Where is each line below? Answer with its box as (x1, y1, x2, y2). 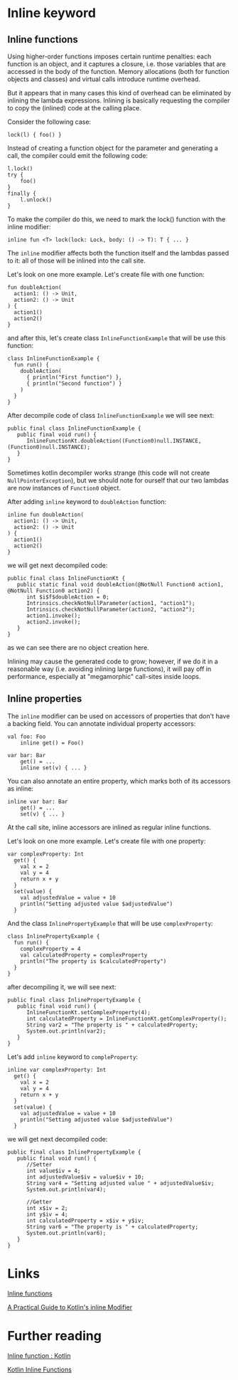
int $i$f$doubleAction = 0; (26, 594, 110, 601)
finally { (7, 190, 37, 197)
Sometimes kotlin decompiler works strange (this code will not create (7, 468, 210, 477)
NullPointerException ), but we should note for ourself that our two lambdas (7, 476, 229, 485)
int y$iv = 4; (26, 1211, 69, 1218)
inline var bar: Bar (7, 798, 69, 805)
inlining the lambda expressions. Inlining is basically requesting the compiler (7, 96, 230, 105)
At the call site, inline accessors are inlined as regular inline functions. (7, 823, 212, 831)
